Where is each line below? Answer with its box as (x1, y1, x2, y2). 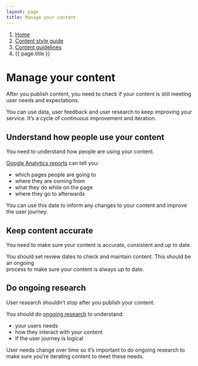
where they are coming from (14, 178, 86, 185)
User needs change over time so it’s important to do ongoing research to (6, 346, 185, 353)
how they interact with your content (14, 328, 103, 335)
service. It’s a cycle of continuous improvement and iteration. (6, 115, 157, 122)
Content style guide (14, 37, 64, 44)
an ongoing (6, 260, 34, 267)
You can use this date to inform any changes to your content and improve (6, 202, 187, 209)
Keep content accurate (6, 225, 93, 236)
